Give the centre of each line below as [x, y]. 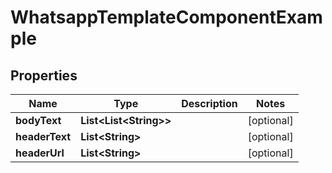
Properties [44, 75]
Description [209, 103]
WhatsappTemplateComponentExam [166, 17]
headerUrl [40, 153]
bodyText [38, 120]
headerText [43, 136]
